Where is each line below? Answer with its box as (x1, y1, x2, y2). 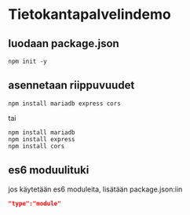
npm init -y (8, 57, 47, 65)
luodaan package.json (8, 37, 119, 50)
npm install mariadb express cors (8, 100, 122, 107)
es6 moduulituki (8, 163, 90, 177)
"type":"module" (8, 199, 61, 207)
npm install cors (8, 142, 65, 150)
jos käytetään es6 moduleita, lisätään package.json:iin (8, 184, 183, 194)
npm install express (8, 135, 76, 143)
